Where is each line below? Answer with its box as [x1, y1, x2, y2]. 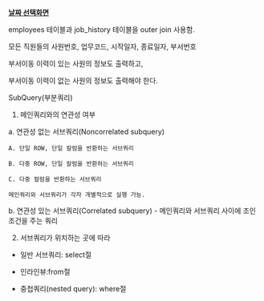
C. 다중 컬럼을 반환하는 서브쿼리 [8, 175, 102, 183]
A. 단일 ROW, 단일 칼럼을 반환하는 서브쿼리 [8, 144, 134, 152]
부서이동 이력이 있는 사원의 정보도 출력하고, [8, 59, 144, 68]
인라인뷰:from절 [19, 267, 71, 276]
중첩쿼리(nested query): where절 [19, 284, 127, 293]
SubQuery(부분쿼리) [8, 93, 74, 102]
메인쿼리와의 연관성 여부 [19, 110, 96, 119]
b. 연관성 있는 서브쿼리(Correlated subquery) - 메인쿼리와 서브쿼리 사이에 [8, 206, 242, 215]
